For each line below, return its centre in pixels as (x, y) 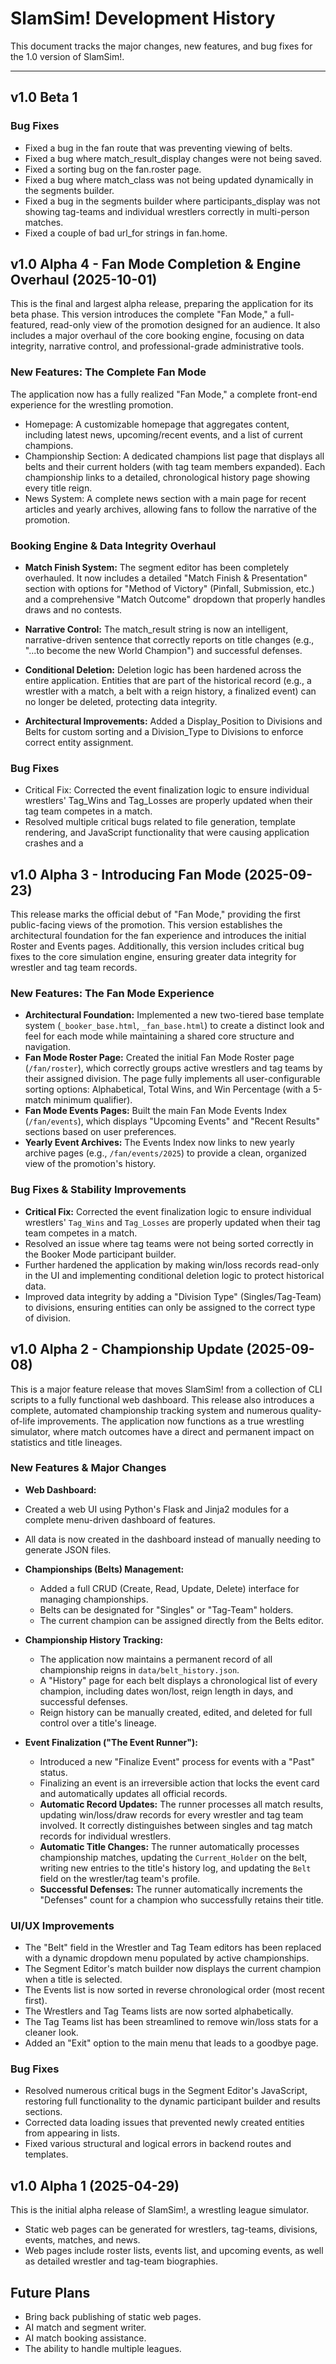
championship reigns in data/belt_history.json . (139, 1669)
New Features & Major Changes (88, 1468)
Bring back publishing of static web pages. (113, 2317)
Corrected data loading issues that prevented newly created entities (164, 2123)
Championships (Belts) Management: (104, 1569)
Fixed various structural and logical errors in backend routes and (158, 2144)
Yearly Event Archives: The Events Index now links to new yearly (159, 1143)
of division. (48, 1318)
